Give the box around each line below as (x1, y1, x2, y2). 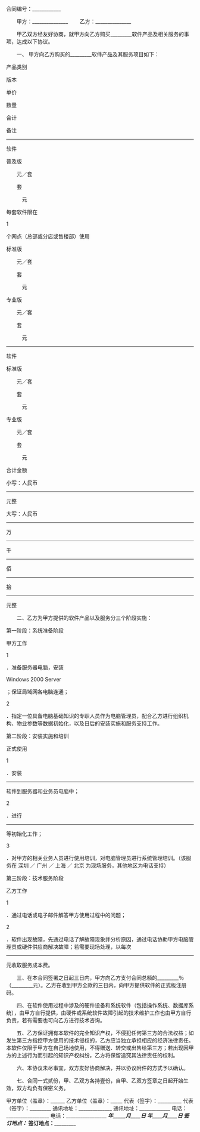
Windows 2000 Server (6, 676, 61, 683)
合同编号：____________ (6, 5, 61, 12)
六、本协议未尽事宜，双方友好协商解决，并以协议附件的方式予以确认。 (16, 1065, 189, 1071)
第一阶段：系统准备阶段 (6, 627, 64, 634)
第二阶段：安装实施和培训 (6, 733, 69, 739)
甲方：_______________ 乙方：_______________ (16, 18, 132, 25)
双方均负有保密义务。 (16, 1085, 69, 1091)
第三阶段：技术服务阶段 (6, 875, 64, 881)
